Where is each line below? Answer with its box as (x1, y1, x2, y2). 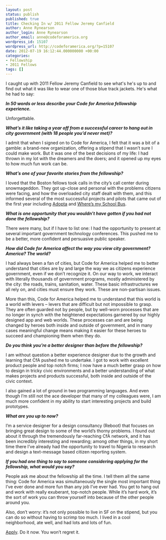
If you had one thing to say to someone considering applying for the (5, 458, 148, 464)
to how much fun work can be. (5, 161, 68, 166)
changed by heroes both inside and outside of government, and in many (5, 322, 153, 328)
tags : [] (5, 67, 24, 72)
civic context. (5, 378, 34, 384)
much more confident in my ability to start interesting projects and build (5, 398, 151, 404)
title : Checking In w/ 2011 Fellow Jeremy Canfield (5, 21, 114, 26)
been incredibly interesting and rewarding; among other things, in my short (5, 438, 158, 444)
